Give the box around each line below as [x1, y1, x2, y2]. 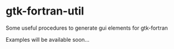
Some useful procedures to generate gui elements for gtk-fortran [5, 24, 168, 31]
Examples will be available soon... [5, 36, 90, 43]
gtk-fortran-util [5, 4, 84, 18]
